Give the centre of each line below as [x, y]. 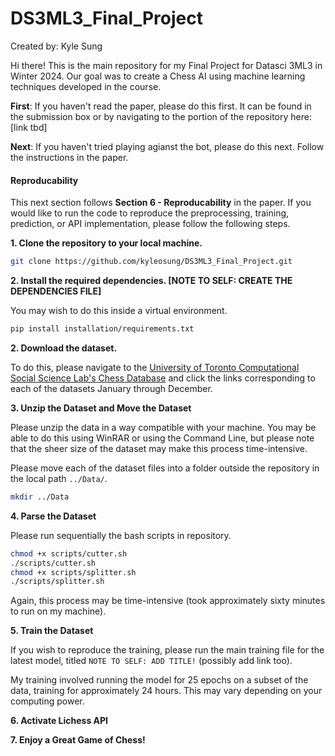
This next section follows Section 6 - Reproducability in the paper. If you [161, 203]
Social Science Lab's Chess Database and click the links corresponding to [163, 378]
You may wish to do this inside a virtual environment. [119, 311]
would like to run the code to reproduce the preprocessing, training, [150, 213]
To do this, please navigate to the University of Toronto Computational [155, 367]
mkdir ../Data [40, 497]
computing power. [47, 701]
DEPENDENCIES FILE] [56, 291]
